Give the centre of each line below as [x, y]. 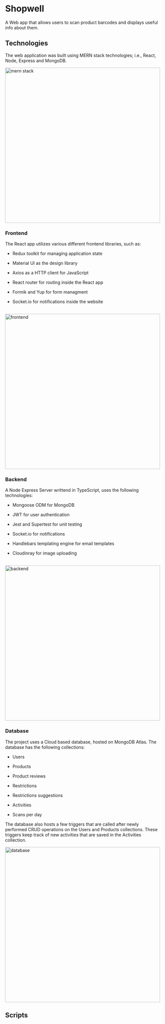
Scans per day [27, 814]
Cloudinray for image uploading [45, 553]
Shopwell [25, 9]
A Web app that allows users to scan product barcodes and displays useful [82, 22]
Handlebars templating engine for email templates [63, 544]
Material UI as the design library [45, 263]
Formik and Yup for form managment [50, 292]
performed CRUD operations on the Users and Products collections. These [81, 829]
